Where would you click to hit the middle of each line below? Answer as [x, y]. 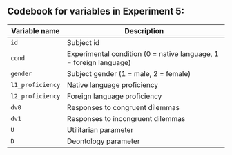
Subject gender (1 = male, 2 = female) [129, 73]
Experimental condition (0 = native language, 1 [143, 53]
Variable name [36, 30]
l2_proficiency [36, 96]
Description [144, 30]
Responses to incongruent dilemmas [126, 118]
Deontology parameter [103, 141]
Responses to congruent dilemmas [123, 107]
